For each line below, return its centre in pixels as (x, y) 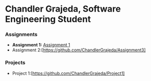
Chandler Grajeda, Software (63, 9)
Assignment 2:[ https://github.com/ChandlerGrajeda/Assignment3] (79, 50)
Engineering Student (48, 19)
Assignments (21, 34)
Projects (15, 63)
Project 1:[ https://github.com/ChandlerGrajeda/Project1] (68, 73)
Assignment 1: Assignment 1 (41, 45)
